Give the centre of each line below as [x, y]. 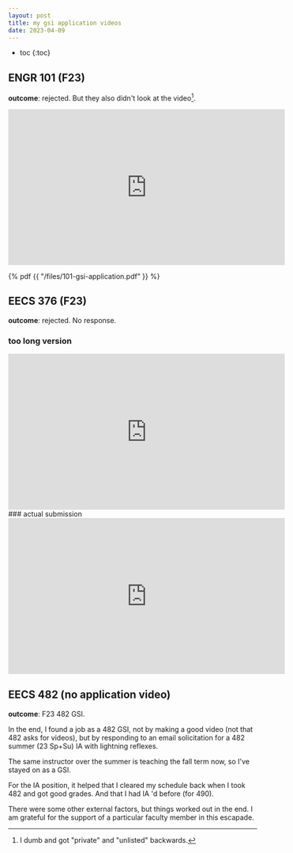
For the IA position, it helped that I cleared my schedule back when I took [127, 785]
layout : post [30, 15]
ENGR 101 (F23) [47, 77]
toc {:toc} [35, 53]
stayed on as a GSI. [39, 770]
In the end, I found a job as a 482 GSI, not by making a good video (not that [131, 729]
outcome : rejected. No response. [62, 320]
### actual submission [45, 514]
